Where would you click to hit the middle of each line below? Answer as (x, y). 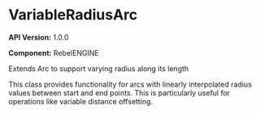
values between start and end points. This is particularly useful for (119, 93)
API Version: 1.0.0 (39, 37)
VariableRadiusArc (73, 15)
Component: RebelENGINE (54, 53)
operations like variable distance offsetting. (80, 101)
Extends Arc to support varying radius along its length (99, 68)
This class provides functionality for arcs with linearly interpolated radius (130, 84)
